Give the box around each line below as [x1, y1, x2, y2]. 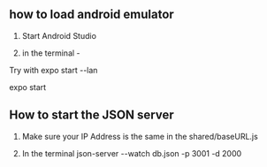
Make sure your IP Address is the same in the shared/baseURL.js [21, 131, 258, 141]
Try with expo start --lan [9, 65, 98, 75]
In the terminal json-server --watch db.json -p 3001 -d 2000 [21, 148, 242, 158]
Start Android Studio [21, 30, 97, 41]
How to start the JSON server [9, 108, 174, 123]
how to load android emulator [9, 7, 174, 22]
